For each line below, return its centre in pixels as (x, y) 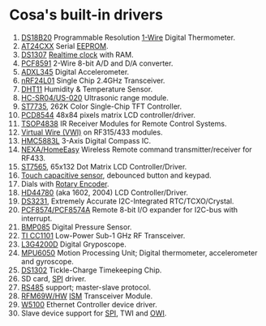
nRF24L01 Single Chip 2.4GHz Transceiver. (93, 80)
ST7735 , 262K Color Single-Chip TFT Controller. (101, 106)
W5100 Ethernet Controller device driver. (89, 304)
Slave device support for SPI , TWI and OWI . (94, 313)
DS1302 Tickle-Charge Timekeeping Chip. (91, 270)
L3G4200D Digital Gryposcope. (73, 244)
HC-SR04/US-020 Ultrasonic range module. (95, 97)
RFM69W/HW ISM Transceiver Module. (87, 296)
